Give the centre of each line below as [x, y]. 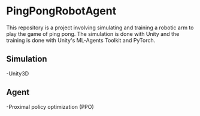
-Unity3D [17, 74]
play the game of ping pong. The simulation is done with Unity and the [93, 33]
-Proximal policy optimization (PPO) [50, 106]
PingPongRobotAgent [61, 11]
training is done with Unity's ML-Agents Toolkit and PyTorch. [81, 40]
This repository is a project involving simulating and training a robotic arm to [100, 28]
